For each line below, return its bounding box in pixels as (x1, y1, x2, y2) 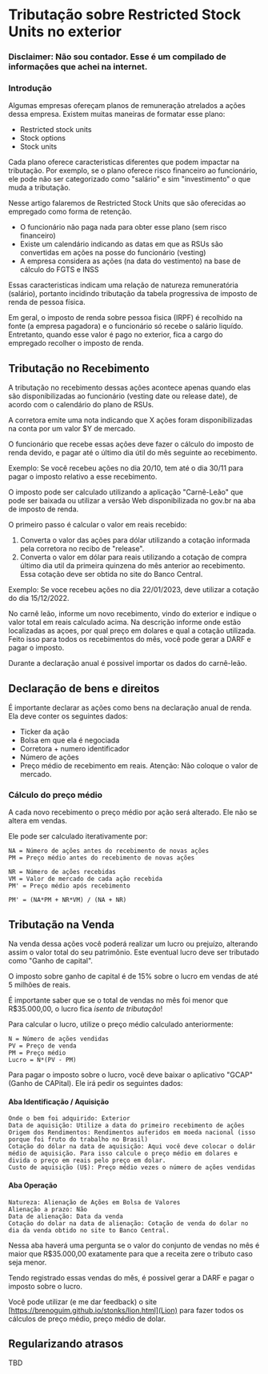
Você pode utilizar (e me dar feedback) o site (8, 1296, 158, 1306)
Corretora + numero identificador (19, 744, 130, 754)
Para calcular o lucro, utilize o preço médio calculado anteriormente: (8, 1019, 234, 1029)
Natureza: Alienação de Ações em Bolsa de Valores (8, 1198, 181, 1206)
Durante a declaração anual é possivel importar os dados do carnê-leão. (8, 659, 248, 668)
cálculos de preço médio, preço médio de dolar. (8, 1314, 166, 1324)
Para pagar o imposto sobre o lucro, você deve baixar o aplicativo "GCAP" (8, 1070, 254, 1080)
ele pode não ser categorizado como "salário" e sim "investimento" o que (8, 174, 251, 184)
